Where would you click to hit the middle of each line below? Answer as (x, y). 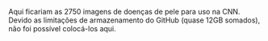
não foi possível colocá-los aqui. (63, 29)
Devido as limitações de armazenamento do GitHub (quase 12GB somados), (134, 20)
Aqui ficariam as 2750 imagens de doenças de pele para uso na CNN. (124, 12)
